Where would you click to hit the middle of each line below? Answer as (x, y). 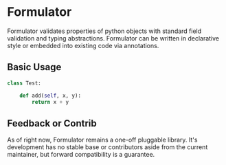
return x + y (50, 102)
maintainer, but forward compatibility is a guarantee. (81, 155)
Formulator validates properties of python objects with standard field (104, 31)
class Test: (24, 83)
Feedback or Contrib (52, 123)
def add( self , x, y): (50, 96)
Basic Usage (34, 67)
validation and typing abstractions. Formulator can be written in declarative (113, 38)
